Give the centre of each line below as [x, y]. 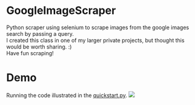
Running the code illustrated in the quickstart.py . [67, 95]
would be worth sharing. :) [39, 47]
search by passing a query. [40, 33]
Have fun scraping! [30, 53]
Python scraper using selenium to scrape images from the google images [98, 27]
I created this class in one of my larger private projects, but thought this [95, 40]
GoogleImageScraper [61, 11]
